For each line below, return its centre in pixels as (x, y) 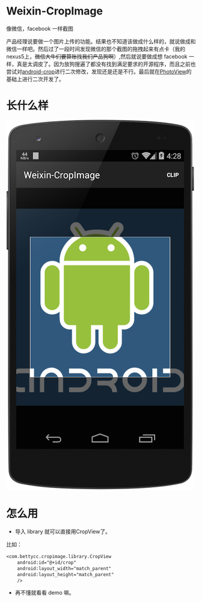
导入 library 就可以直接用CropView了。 (63, 531)
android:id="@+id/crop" (47, 562)
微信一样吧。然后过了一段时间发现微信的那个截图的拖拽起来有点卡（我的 (96, 49)
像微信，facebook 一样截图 (40, 28)
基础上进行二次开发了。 (35, 79)
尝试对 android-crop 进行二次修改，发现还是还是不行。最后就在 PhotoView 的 (99, 71)
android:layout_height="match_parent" (66, 574)
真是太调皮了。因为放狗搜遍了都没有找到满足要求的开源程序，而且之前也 (106, 64)
